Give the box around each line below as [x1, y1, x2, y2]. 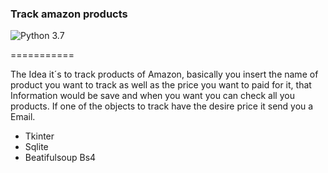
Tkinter [24, 130, 55, 142]
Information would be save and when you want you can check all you [10, 90, 295, 102]
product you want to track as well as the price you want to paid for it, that [10, 79, 312, 91]
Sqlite [24, 141, 49, 153]
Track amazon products [10, 7, 128, 21]
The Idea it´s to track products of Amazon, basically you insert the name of [10, 68, 319, 81]
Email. [10, 111, 36, 123]
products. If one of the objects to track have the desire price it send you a [10, 100, 314, 112]
